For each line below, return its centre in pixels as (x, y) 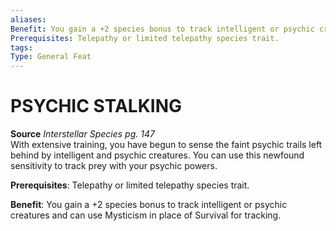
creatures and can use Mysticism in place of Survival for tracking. (146, 215)
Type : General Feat (51, 57)
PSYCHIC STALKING (96, 106)
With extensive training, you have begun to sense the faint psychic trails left (166, 145)
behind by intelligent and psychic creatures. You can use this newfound (157, 155)
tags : (21, 47)
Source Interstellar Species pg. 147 (82, 134)
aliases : (28, 19)
